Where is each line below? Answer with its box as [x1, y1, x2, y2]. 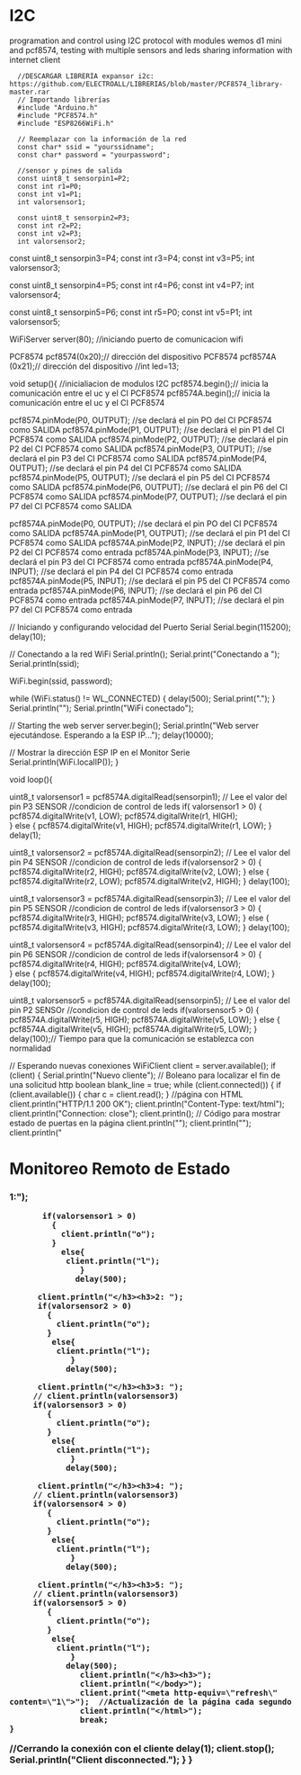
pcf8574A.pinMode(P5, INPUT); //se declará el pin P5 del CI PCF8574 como [9, 575, 290, 586]
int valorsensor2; [17, 237, 87, 246]
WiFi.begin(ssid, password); [9, 676, 113, 686]
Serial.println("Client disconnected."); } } [9, 1753, 193, 1766]
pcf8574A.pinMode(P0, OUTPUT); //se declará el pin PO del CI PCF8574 [9, 518, 279, 529]
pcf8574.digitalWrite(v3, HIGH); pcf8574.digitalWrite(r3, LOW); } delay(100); [9, 921, 290, 932]
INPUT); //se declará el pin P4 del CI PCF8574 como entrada [9, 566, 234, 577]
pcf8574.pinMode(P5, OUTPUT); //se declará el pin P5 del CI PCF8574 [9, 471, 271, 482]
